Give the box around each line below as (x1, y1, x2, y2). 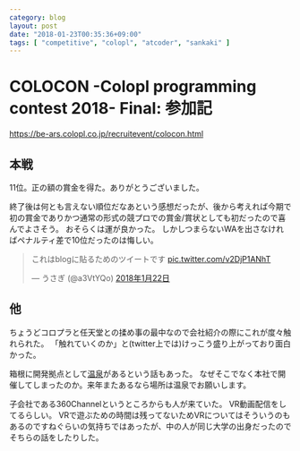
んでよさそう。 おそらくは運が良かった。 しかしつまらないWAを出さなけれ (9, 224, 285, 234)
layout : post (9, 21, 58, 30)
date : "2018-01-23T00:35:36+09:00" (9, 30, 142, 38)
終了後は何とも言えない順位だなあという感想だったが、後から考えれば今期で (9, 201, 292, 211)
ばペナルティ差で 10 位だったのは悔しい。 (9, 234, 159, 245)
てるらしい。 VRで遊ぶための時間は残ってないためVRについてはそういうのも (9, 409, 291, 421)
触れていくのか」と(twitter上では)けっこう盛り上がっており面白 (57, 337, 291, 349)
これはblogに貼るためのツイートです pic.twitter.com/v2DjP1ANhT (30, 254, 271, 264)
